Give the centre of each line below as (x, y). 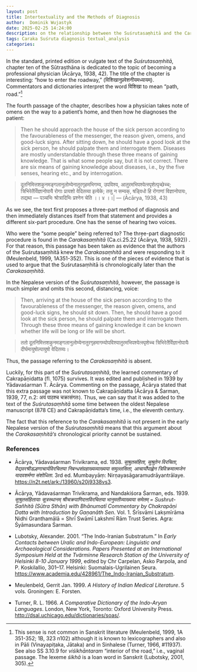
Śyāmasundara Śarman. (43, 524)
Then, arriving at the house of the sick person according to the (96, 300)
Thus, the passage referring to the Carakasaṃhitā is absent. (79, 361)
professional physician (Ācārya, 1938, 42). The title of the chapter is (88, 73)
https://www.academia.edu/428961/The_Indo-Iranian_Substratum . (94, 573)
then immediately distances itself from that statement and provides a (89, 216)
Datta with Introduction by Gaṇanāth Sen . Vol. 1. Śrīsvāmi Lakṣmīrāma (99, 512)
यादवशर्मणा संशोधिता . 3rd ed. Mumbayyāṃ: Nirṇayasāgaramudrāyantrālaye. (100, 475)
